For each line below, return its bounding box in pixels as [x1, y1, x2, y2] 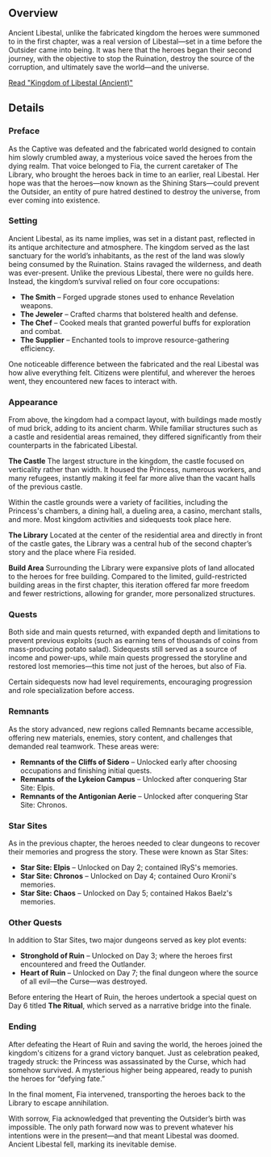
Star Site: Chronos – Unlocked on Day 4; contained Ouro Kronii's [19, 871, 236, 880]
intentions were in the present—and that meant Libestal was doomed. [8, 1130, 240, 1140]
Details [8, 101, 44, 115]
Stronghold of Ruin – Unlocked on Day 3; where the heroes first [19, 951, 233, 961]
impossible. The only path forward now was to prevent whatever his [8, 1121, 234, 1132]
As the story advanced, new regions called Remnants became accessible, [8, 724, 254, 733]
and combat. [19, 326, 63, 336]
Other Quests [8, 917, 62, 928]
